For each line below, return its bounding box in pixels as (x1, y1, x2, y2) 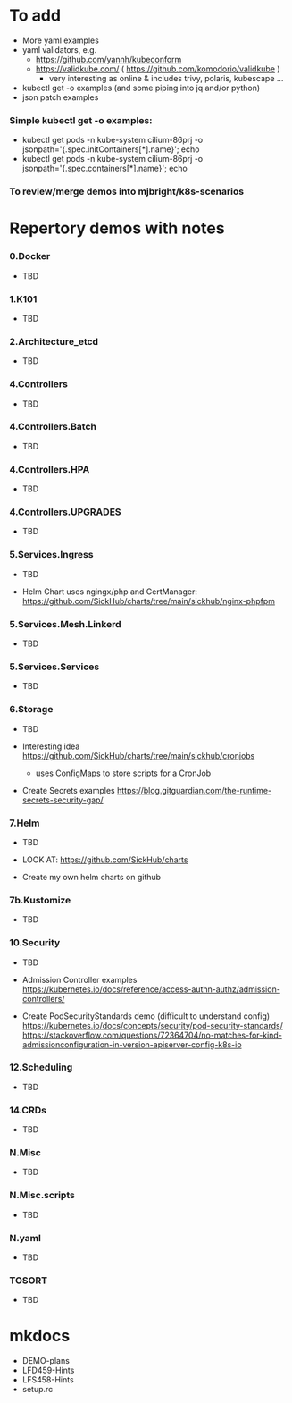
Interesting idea (21, 741, 80, 752)
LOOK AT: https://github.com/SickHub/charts (21, 854, 188, 865)
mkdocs (9, 1326, 71, 1346)
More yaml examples (21, 35, 100, 46)
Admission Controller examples (21, 974, 138, 985)
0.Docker (9, 250, 51, 263)
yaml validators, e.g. (21, 44, 97, 55)
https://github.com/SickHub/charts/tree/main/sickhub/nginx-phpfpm (21, 595, 275, 606)
